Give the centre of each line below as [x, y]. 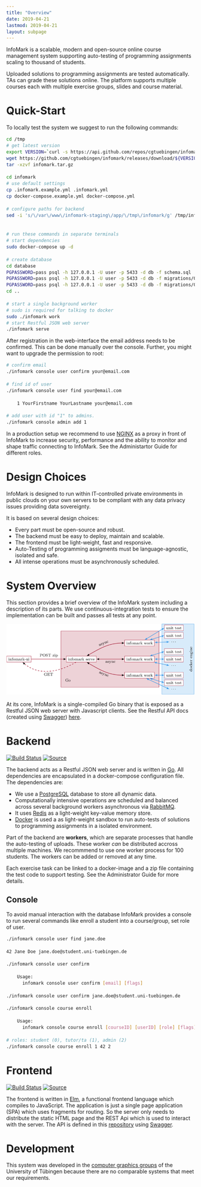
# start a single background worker [52, 304]
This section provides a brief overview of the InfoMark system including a [97, 602]
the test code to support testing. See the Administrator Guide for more [93, 875]
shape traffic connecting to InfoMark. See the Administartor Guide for [92, 447]
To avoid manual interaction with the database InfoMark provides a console [99, 914]
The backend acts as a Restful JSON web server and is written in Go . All [95, 770]
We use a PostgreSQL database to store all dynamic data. [86, 794]
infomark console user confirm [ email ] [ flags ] [83, 983]
